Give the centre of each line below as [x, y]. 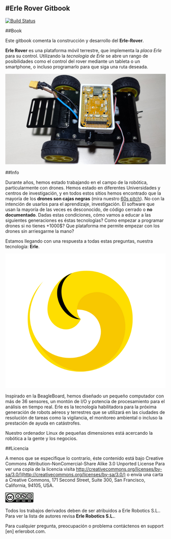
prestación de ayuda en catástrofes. [43, 423]
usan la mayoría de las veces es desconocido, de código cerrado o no [79, 209]
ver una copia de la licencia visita [40, 469]
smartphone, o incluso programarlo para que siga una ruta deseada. [77, 66]
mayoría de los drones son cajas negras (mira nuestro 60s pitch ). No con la [85, 199]
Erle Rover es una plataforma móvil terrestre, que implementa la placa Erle [83, 50]
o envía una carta [145, 474]
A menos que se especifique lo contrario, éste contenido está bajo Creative [84, 458]
